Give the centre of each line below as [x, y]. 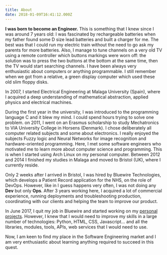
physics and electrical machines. [39, 102]
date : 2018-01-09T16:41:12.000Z [39, 14]
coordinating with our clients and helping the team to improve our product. [82, 201]
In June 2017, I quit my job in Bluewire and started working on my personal [82, 211]
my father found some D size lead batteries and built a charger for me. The [82, 39]
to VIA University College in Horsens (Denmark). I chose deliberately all [79, 127]
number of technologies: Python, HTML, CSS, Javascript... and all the [77, 221]
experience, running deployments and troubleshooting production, [73, 196]
